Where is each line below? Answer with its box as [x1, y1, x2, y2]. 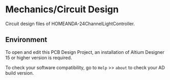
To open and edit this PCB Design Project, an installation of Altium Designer [5, 49, 165, 55]
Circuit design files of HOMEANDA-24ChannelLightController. [5, 21, 135, 27]
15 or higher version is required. [5, 54, 72, 61]
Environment [5, 35, 48, 44]
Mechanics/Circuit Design [5, 4, 119, 15]
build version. [5, 70, 34, 76]
